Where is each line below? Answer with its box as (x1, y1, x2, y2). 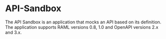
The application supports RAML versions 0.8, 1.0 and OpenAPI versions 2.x (5, 24, 159, 30)
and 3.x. (5, 29, 22, 35)
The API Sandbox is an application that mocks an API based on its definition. (5, 19, 162, 25)
